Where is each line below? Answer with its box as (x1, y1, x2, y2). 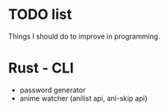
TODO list (8, 6, 73, 24)
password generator (19, 85, 86, 94)
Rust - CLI (8, 59, 74, 77)
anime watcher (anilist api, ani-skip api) (19, 93, 148, 103)
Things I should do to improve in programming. (8, 31, 160, 41)
